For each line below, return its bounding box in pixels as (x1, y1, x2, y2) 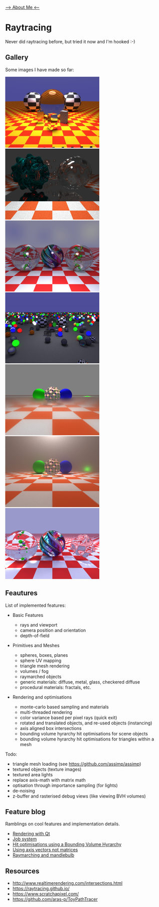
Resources (5, 867, 40, 875)
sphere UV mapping (20, 657, 62, 663)
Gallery (5, 53, 29, 62)
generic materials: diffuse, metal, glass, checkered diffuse (20, 678, 140, 685)
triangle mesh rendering (20, 663, 70, 669)
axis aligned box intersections (20, 725, 82, 731)
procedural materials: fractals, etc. (20, 684, 91, 690)
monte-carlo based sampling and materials (20, 704, 109, 710)
